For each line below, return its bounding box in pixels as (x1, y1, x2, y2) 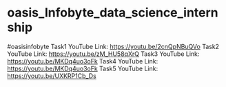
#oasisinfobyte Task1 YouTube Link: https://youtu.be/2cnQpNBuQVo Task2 (7, 42, 219, 50)
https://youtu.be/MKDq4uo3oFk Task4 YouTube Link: (7, 57, 158, 65)
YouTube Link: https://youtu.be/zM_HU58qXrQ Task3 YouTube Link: (7, 50, 200, 58)
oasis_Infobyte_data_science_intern (7, 5, 218, 21)
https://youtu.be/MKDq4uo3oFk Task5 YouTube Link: (7, 64, 158, 72)
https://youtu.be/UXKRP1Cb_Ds (7, 71, 96, 80)
